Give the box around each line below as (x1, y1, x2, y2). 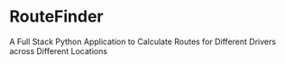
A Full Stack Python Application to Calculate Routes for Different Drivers (9, 36, 277, 47)
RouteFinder (9, 6, 104, 27)
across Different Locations (9, 45, 108, 56)
